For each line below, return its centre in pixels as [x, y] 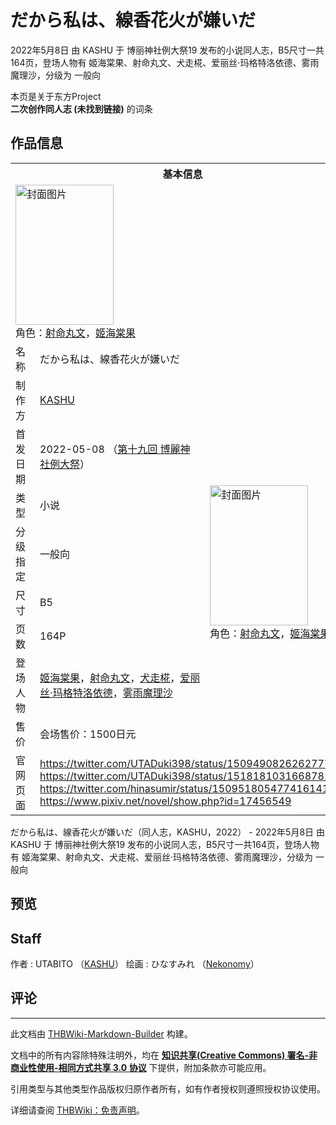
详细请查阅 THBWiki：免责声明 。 [77, 1110]
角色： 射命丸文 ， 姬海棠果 [76, 333]
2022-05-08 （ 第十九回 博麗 [110, 449]
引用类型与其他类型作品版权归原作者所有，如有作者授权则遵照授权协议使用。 [168, 1088]
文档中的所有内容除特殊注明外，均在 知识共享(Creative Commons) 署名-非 [164, 1055]
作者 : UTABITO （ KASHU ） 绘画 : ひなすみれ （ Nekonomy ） [135, 963]
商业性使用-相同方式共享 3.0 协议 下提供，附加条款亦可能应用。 [141, 1067]
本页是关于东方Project [56, 96]
